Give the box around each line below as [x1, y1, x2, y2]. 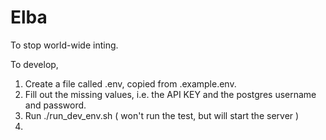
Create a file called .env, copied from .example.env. [24, 77, 237, 90]
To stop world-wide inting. [10, 39, 119, 51]
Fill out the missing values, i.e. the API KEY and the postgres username [24, 88, 317, 100]
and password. [24, 99, 87, 111]
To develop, [10, 58, 59, 70]
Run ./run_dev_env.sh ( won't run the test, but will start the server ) [24, 109, 300, 121]
